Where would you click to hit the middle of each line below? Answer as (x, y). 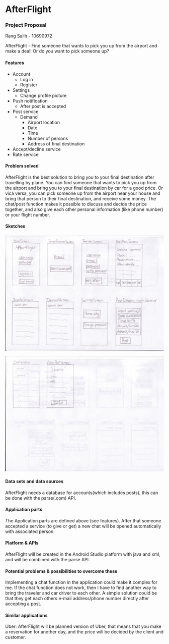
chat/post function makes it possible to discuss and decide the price (76, 204)
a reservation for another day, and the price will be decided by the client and (84, 632)
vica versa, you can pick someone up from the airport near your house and (83, 193)
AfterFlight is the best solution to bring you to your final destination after (80, 177)
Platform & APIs (22, 543)
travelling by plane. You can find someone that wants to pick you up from (81, 182)
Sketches (15, 226)
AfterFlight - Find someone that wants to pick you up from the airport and (81, 46)
